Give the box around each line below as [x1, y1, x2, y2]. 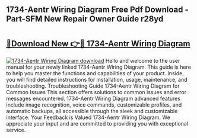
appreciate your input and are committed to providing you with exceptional [6, 120, 189, 127]
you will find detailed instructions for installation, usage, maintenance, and [6, 76, 188, 83]
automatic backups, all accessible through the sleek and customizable [6, 108, 178, 114]
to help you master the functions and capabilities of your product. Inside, [6, 70, 184, 76]
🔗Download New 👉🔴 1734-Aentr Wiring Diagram [6, 38, 190, 49]
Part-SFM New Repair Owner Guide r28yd [6, 14, 164, 24]
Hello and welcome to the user [105, 57, 180, 64]
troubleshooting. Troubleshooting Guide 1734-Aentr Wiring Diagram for [6, 82, 180, 89]
